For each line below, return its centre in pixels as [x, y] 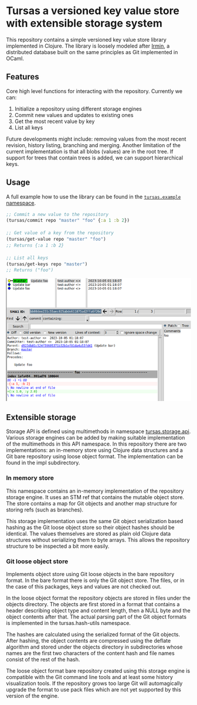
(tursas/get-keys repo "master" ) [47, 264]
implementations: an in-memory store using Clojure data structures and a [94, 450]
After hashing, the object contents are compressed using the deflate [89, 640]
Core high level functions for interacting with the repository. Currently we [94, 91]
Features [23, 77]
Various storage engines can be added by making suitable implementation [96, 438]
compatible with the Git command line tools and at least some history [89, 677]
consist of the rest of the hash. [43, 659]
